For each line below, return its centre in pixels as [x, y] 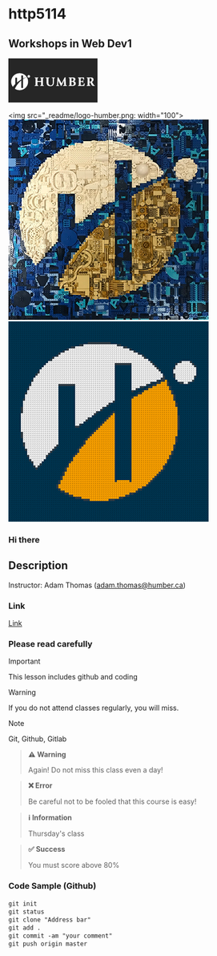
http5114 [37, 14]
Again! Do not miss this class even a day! [95, 770]
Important [24, 661]
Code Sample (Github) [52, 886]
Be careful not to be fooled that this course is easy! [112, 801]
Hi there [24, 539]
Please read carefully [50, 643]
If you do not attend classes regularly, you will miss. [94, 708]
